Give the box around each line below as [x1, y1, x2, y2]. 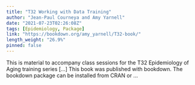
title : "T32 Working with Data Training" [6, 8, 112, 15]
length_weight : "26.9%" [6, 37, 66, 43]
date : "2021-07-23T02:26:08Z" [6, 20, 82, 26]
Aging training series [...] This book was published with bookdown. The [6, 65, 183, 72]
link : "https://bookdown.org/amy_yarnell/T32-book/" [6, 31, 141, 37]
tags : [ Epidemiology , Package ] [6, 25, 85, 32]
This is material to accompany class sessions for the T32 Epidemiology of [6, 58, 190, 66]
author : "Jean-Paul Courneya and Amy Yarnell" [6, 14, 125, 20]
